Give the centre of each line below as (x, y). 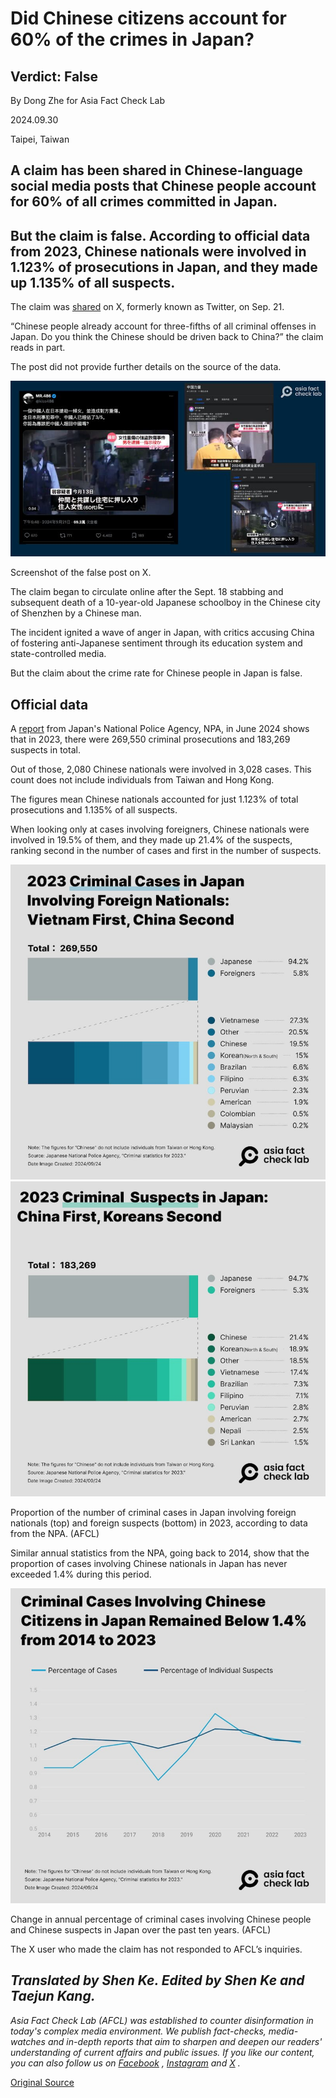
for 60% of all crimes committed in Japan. (144, 202)
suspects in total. (45, 749)
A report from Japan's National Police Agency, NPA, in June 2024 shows (160, 728)
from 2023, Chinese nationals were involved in (158, 251)
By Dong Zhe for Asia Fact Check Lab (87, 100)
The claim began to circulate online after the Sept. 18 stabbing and (147, 592)
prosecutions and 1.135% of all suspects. (94, 809)
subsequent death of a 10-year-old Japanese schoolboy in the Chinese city (165, 603)
